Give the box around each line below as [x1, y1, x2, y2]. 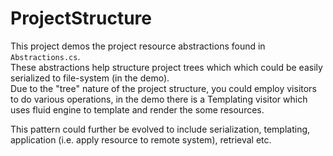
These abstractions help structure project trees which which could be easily [10, 61, 323, 73]
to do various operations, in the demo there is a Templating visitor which [10, 93, 308, 105]
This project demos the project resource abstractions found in [10, 40, 266, 52]
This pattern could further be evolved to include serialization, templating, [10, 123, 311, 135]
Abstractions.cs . [10, 50, 81, 62]
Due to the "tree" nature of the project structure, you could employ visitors [10, 82, 317, 94]
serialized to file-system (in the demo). [10, 72, 170, 84]
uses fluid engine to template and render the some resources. [10, 103, 265, 116]
